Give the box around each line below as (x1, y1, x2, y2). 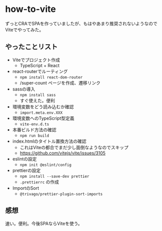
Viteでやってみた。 (5, 26, 44, 33)
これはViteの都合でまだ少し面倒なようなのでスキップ (19, 144, 129, 150)
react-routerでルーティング (12, 68, 68, 74)
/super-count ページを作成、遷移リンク (19, 79, 101, 85)
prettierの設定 (12, 167, 41, 173)
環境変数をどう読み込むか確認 (12, 103, 74, 110)
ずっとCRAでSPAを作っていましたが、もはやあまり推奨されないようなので (5, 20, 158, 26)
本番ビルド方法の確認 (12, 127, 56, 133)
